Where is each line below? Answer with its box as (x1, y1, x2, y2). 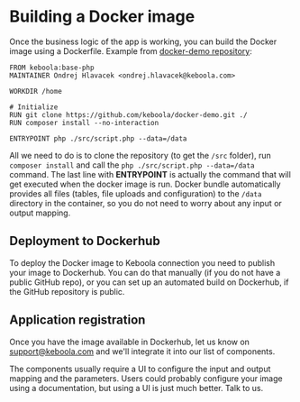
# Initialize (9, 102, 59, 112)
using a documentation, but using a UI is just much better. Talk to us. (9, 382, 264, 393)
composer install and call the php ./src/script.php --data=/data (9, 160, 255, 170)
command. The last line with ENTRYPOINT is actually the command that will (9, 169, 291, 179)
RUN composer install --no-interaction (9, 118, 159, 127)
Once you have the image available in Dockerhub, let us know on (9, 336, 250, 347)
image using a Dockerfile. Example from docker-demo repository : (9, 45, 252, 56)
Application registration (9, 313, 146, 328)
